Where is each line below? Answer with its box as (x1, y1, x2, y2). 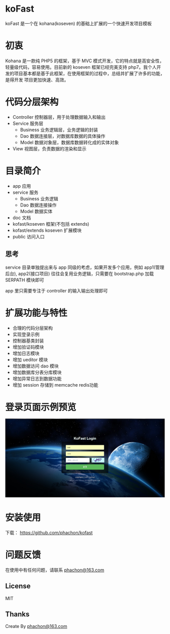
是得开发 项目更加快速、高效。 (5, 76, 69, 82)
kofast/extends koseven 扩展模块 (12, 227, 82, 233)
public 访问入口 (12, 233, 45, 239)
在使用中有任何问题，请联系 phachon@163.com (5, 567, 105, 573)
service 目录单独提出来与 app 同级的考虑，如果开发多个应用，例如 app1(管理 (5, 264, 164, 270)
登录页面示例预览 (5, 401, 77, 413)
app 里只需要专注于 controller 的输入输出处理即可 (5, 287, 108, 293)
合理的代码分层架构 (12, 325, 53, 331)
